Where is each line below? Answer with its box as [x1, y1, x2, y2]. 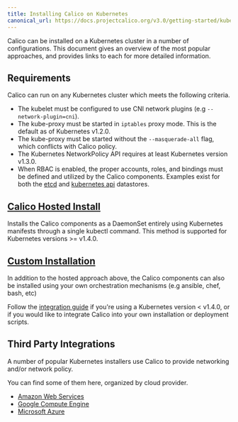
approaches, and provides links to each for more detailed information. [7, 51, 211, 60]
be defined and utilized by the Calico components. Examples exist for [17, 172, 220, 181]
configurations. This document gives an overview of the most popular [7, 44, 211, 52]
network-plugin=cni [17, 113, 76, 121]
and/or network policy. [7, 365, 74, 373]
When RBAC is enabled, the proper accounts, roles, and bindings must [17, 165, 223, 174]
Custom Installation [7, 255, 96, 267]
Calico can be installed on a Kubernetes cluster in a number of [7, 36, 189, 45]
